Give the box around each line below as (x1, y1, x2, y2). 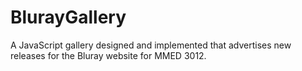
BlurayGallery (10, 6, 127, 29)
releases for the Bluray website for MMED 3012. (10, 49, 207, 61)
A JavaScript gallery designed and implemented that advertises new (10, 39, 292, 51)
